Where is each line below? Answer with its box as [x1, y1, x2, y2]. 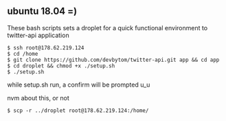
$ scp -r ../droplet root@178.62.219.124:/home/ [7, 107, 149, 114]
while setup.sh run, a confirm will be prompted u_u [7, 80, 150, 89]
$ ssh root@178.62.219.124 [7, 44, 84, 51]
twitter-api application [7, 31, 70, 39]
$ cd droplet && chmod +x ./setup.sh [7, 62, 115, 69]
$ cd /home [7, 50, 38, 57]
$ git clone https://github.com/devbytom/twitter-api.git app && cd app [7, 56, 220, 63]
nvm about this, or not [7, 93, 70, 102]
